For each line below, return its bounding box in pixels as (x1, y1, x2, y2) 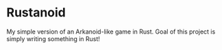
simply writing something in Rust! (6, 34, 101, 42)
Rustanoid (6, 5, 66, 21)
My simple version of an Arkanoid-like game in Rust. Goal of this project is (6, 27, 216, 36)
